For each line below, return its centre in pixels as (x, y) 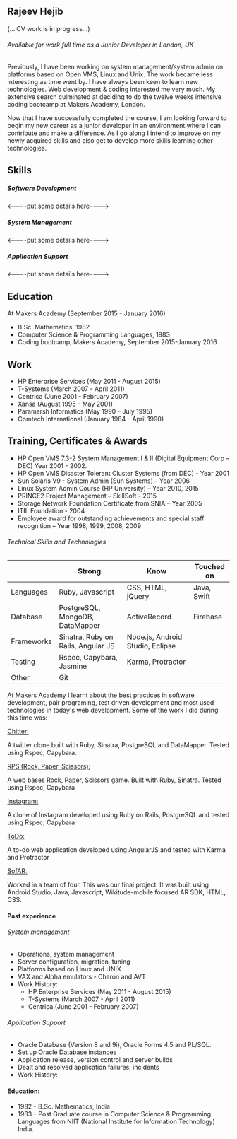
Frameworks (31, 641)
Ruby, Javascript (87, 592)
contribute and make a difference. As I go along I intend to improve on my (114, 133)
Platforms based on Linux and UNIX (69, 969)
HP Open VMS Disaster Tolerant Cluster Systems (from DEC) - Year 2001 (123, 473)
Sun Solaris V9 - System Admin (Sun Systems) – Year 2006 (104, 481)
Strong (89, 571)
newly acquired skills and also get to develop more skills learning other (110, 141)
